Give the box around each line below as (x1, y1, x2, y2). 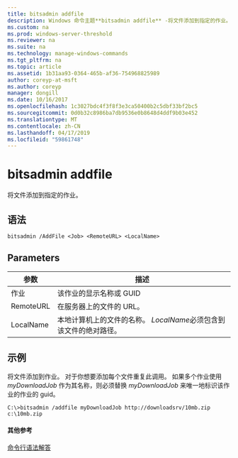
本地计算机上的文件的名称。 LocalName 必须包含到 (57, 315, 225, 325)
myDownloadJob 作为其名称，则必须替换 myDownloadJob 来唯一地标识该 (7, 381, 224, 389)
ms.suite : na (7, 43, 46, 50)
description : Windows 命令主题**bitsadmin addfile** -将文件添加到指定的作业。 (7, 17, 232, 24)
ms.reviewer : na (7, 37, 55, 44)
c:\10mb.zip (7, 410, 42, 418)
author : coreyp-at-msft (7, 76, 78, 84)
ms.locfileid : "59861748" (7, 136, 84, 143)
